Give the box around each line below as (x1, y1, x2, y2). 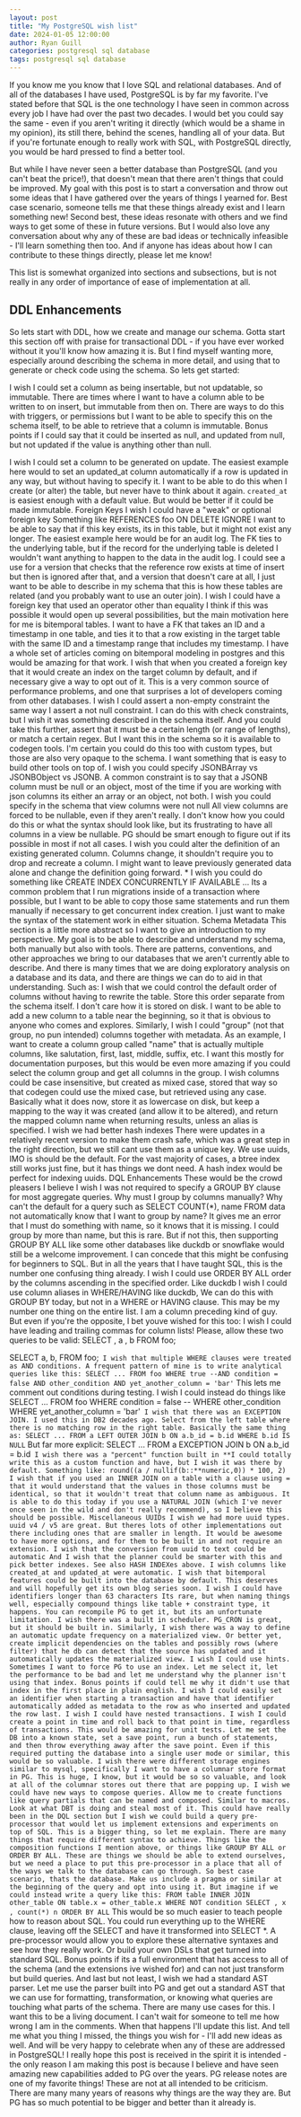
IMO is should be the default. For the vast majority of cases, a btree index (9, 1153, 280, 1164)
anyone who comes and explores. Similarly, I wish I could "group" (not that (9, 1019, 285, 1030)
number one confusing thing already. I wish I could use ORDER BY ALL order (9, 1267, 292, 1278)
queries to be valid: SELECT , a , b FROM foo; (9, 1335, 176, 1345)
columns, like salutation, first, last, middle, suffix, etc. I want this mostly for (9, 1048, 285, 1059)
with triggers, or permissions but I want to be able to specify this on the (9, 410, 273, 421)
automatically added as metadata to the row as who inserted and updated (9, 1701, 291, 1711)
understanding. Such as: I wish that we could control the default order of (9, 981, 278, 992)
